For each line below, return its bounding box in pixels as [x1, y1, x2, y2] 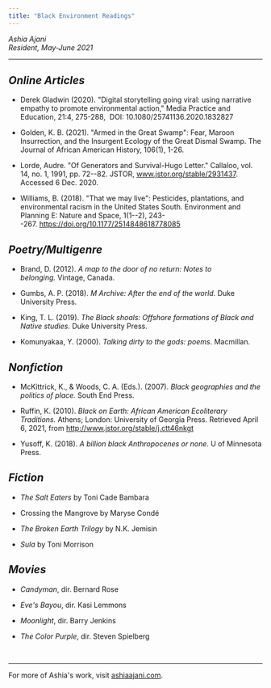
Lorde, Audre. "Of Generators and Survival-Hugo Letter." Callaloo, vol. [19, 161, 253, 171]
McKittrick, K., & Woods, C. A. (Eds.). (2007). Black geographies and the [19, 382, 261, 392]
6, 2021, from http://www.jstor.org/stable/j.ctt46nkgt [19, 424, 194, 433]
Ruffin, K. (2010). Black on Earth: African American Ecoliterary [19, 406, 227, 416]
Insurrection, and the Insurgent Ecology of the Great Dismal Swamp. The [19, 137, 262, 146]
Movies [8, 563, 47, 576]
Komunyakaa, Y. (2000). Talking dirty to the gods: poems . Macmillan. [19, 337, 251, 347]
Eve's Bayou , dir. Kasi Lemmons [19, 600, 127, 610]
